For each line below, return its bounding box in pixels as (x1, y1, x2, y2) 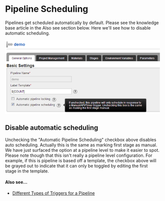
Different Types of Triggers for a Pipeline (12, 190, 95, 196)
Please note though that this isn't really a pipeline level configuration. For (5, 152, 153, 158)
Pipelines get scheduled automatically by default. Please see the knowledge (5, 20, 159, 26)
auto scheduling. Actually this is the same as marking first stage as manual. (5, 142, 158, 148)
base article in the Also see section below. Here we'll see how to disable (5, 25, 151, 30)
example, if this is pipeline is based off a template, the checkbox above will (5, 157, 157, 163)
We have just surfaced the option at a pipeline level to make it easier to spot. (5, 147, 160, 153)
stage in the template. (5, 168, 49, 174)
